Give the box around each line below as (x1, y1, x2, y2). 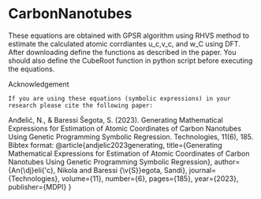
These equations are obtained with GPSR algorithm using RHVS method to (8, 31, 250, 40)
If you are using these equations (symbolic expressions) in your (8, 94, 231, 102)
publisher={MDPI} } (8, 182, 72, 191)
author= (214, 157, 240, 166)
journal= (188, 165, 217, 175)
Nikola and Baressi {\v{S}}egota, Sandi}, (57, 165, 188, 175)
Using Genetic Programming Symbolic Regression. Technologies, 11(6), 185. (8, 131, 254, 142)
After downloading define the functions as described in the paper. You (8, 47, 237, 57)
